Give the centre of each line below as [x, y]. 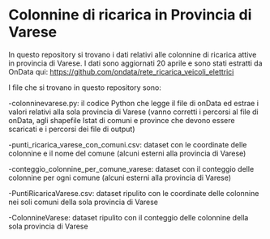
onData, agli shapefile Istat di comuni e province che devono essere [122, 120]
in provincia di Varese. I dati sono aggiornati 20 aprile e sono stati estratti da [135, 63]
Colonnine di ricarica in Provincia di [130, 15]
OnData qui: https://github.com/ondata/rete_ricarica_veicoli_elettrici [121, 71]
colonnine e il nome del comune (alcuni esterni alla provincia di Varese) [127, 153]
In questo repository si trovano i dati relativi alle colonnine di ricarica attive [133, 54]
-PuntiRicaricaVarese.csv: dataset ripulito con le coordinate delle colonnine [134, 193]
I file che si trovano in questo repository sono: [85, 87]
